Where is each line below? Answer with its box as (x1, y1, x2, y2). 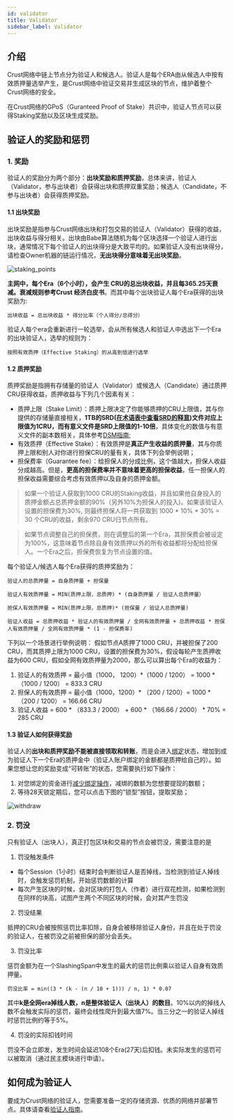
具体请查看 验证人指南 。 (19, 1105, 87, 1113)
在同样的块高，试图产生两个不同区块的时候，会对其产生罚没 (17, 893, 189, 902)
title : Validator (7, 17, 58, 24)
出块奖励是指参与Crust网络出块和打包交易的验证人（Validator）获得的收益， (7, 225, 225, 233)
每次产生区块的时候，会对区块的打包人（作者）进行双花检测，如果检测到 (17, 885, 225, 893)
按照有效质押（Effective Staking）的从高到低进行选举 (7, 349, 148, 356)
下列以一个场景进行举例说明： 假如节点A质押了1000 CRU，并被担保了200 (7, 639, 218, 647)
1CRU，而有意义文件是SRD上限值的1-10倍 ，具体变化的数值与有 (36, 422, 217, 430)
